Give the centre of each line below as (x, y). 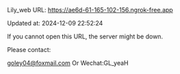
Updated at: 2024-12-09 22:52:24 (55, 23)
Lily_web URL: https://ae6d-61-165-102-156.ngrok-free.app (90, 10)
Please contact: (29, 50)
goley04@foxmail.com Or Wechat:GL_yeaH (68, 63)
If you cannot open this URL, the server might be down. (85, 36)
